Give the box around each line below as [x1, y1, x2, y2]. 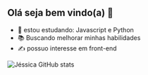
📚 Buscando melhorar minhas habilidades [17, 33, 141, 42]
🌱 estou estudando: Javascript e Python [17, 25, 134, 34]
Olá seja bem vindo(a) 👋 [7, 7, 114, 19]
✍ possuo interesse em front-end [17, 43, 118, 53]
